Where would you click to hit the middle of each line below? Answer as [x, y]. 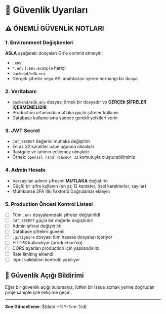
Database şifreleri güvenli [38, 231]
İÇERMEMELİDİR [29, 107]
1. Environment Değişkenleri [40, 43]
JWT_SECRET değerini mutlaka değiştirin [51, 141]
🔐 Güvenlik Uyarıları [46, 10]
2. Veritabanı [21, 91]
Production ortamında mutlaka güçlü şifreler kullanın [65, 113]
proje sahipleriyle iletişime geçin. [39, 292]
